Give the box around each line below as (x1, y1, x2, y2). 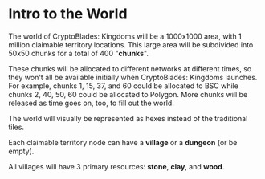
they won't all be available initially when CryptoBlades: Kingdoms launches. (8, 72, 258, 82)
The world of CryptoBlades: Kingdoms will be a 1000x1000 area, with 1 (8, 31, 243, 41)
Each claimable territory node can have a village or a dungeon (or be (8, 137, 238, 147)
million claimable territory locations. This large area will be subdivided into (8, 39, 254, 49)
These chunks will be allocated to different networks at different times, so (8, 63, 252, 73)
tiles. (8, 122, 24, 132)
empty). (8, 146, 35, 156)
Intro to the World (8, 5, 128, 23)
